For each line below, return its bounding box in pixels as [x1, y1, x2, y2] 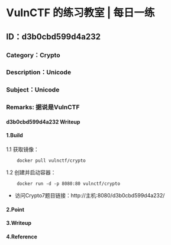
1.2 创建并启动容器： [6, 169, 56, 176]
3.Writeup [6, 219, 31, 227]
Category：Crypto [6, 51, 60, 59]
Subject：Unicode [6, 86, 60, 94]
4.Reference [6, 233, 37, 240]
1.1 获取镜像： [6, 146, 40, 153]
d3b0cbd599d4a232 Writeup [6, 118, 80, 125]
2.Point [6, 206, 25, 213]
